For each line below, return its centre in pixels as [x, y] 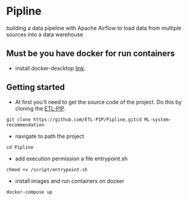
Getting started [36, 87]
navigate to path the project [50, 136]
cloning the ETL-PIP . [40, 108]
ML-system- [158, 120]
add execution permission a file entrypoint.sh [71, 158]
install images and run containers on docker [70, 181]
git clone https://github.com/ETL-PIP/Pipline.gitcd [74, 120]
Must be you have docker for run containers [91, 54]
